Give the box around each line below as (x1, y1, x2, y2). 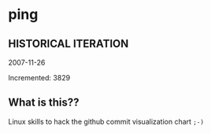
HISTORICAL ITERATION (8, 37, 129, 50)
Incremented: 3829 (8, 73, 71, 82)
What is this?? (8, 96, 80, 110)
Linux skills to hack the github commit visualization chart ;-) (8, 117, 205, 126)
